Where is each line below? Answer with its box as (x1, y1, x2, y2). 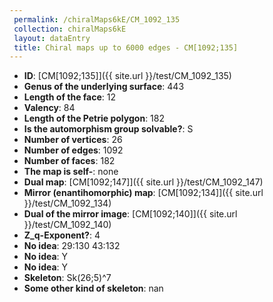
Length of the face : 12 (23, 91, 117, 103)
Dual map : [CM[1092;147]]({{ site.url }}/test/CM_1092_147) (23, 176, 264, 188)
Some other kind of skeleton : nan (23, 282, 164, 295)
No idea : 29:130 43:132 (23, 240, 121, 252)
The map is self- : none (23, 166, 119, 178)
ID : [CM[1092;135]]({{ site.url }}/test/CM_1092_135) (23, 70, 232, 82)
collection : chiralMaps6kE (13, 24, 127, 34)
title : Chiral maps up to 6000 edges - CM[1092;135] (13, 42, 239, 53)
